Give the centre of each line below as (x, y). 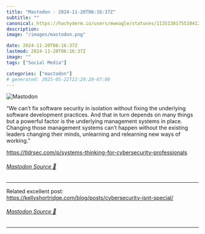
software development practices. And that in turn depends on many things (100, 115)
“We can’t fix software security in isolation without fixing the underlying (96, 108)
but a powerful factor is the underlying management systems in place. (95, 121)
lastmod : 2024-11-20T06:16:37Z (46, 51)
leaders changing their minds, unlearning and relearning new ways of (94, 134)
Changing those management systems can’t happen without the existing (97, 128)
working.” (18, 141)
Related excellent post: (35, 191)
